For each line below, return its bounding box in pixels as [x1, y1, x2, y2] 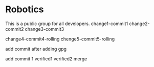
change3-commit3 [25, 26, 64, 32]
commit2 [5, 26, 24, 32]
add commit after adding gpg [5, 46, 67, 52]
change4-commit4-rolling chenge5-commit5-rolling [5, 36, 115, 42]
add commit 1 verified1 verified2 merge [5, 55, 87, 62]
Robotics [5, 4, 45, 15]
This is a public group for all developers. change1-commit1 [5, 20, 128, 27]
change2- [129, 20, 150, 27]
